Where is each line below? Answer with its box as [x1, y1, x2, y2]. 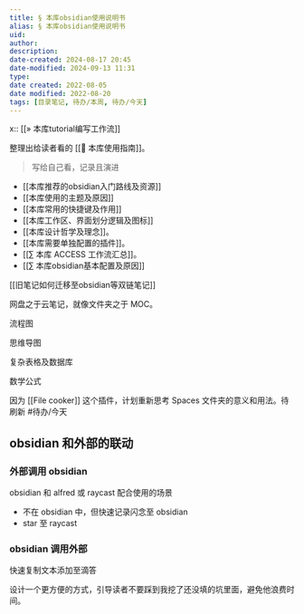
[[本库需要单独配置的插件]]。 [22, 237, 130, 249]
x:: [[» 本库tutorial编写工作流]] [9, 123, 120, 134]
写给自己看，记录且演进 [31, 162, 119, 173]
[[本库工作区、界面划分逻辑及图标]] [22, 215, 154, 226]
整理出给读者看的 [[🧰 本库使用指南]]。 [9, 142, 150, 154]
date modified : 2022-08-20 [9, 89, 111, 98]
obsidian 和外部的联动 [9, 436, 134, 451]
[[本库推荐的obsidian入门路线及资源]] [22, 181, 162, 192]
